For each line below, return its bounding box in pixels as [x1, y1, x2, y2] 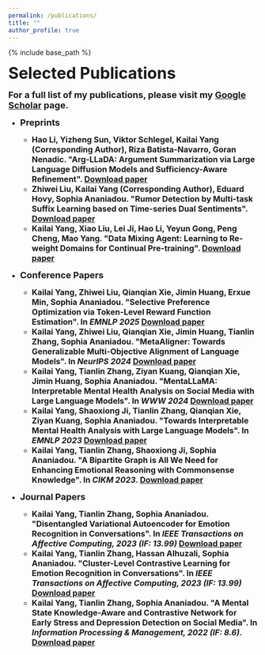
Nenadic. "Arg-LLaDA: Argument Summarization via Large [31, 154, 256, 165]
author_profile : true [8, 26, 80, 34]
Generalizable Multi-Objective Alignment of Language [31, 346, 240, 357]
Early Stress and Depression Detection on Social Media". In [31, 617, 258, 628]
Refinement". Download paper [31, 174, 148, 185]
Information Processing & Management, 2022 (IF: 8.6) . [31, 627, 243, 638]
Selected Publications [8, 63, 176, 84]
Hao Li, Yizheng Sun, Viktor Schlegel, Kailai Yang [31, 134, 219, 145]
